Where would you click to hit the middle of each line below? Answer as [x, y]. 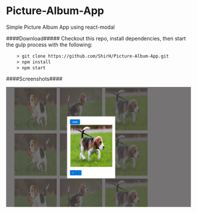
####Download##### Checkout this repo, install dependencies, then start [96, 38]
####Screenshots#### [34, 79]
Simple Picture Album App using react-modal [61, 27]
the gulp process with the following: [49, 45]
